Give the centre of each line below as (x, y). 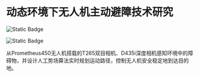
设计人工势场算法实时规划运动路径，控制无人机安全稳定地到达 (102, 60)
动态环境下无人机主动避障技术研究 (90, 12)
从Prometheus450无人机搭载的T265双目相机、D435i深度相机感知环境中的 (97, 53)
